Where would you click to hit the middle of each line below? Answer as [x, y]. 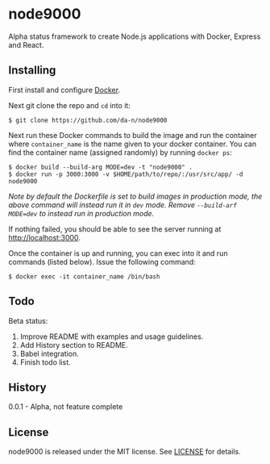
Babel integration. [49, 353]
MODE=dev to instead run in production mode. [81, 213]
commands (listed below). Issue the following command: [102, 261]
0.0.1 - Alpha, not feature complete [66, 407]
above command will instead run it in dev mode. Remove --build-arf [123, 205]
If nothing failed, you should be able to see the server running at [115, 229]
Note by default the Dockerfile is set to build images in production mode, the [135, 196]
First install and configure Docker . [64, 90]
